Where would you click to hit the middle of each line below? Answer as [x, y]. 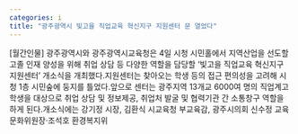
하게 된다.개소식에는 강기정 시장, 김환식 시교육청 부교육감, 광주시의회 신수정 [141, 109]
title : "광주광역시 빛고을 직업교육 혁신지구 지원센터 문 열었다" [113, 26]
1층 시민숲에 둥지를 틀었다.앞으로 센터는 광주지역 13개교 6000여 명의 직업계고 [153, 86]
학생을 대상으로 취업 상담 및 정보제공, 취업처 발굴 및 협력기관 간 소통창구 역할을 [147, 98]
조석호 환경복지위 [78, 120]
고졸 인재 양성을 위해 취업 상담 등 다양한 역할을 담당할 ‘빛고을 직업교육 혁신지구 [147, 64]
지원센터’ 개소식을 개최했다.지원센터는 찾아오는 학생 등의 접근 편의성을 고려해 [144, 75]
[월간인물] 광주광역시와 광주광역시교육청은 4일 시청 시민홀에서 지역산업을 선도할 [149, 53]
